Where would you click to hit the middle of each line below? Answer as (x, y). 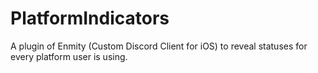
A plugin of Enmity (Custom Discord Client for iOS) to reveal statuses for (159, 46)
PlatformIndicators (90, 18)
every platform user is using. (69, 56)
